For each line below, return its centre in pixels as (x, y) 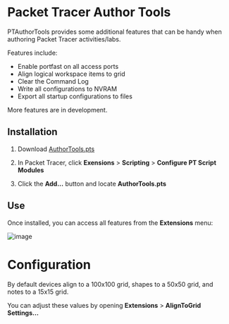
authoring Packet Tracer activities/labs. (64, 39)
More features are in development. (57, 110)
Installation (32, 132)
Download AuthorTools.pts (56, 149)
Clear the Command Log (53, 81)
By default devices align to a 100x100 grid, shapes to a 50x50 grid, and (110, 284)
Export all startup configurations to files (75, 96)
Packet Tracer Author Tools (89, 12)
